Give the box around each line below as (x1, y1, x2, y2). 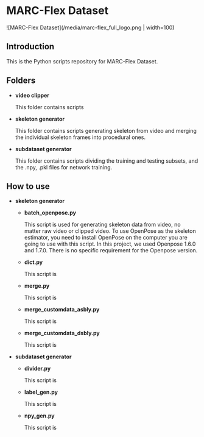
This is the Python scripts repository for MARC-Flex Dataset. (6, 57, 158, 65)
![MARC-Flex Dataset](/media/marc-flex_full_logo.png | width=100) (6, 24, 175, 31)
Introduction (6, 41, 55, 52)
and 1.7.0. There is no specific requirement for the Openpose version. (24, 247, 198, 254)
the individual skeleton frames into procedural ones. (15, 133, 146, 141)
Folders (6, 76, 36, 86)
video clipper (15, 91, 50, 99)
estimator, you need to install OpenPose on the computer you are (24, 234, 188, 241)
